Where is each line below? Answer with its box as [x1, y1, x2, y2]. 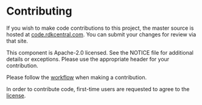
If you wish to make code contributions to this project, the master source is [6, 24, 194, 32]
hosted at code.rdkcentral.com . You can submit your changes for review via [6, 30, 197, 38]
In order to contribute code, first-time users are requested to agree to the [6, 85, 190, 92]
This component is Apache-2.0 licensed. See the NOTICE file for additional [6, 49, 193, 56]
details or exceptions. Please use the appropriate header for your [6, 55, 170, 63]
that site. [6, 37, 29, 44]
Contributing [6, 4, 72, 18]
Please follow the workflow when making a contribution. [6, 73, 147, 81]
